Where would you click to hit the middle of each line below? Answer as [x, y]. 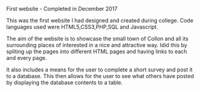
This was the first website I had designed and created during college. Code [100, 20]
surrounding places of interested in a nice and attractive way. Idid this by [97, 45]
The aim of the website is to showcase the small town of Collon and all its [98, 38]
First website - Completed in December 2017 [62, 9]
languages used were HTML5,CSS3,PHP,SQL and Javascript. [82, 27]
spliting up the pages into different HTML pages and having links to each [97, 51]
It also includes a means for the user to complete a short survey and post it [99, 70]
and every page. [27, 58]
